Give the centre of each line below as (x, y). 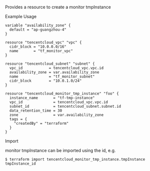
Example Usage (21, 16)
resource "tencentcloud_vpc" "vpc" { (43, 42)
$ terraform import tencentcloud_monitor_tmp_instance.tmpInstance (75, 159)
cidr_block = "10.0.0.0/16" (38, 47)
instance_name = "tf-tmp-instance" (52, 98)
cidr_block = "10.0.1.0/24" (46, 81)
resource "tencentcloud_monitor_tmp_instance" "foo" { (62, 94)
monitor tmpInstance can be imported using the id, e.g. (60, 150)
